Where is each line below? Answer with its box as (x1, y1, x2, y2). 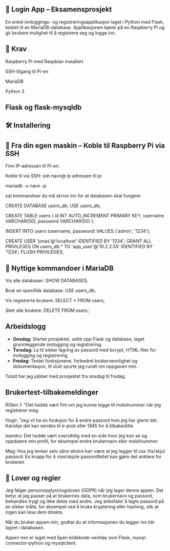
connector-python (5, 540, 44, 546)
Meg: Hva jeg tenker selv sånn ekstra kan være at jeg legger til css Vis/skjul (5, 448, 165, 454)
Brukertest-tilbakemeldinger (5, 388, 99, 397)
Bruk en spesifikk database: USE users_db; (5, 287, 96, 293)
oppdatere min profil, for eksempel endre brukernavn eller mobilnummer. (5, 438, 159, 444)
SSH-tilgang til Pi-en (5, 68, 49, 75)
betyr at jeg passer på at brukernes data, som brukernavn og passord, (5, 493, 154, 499)
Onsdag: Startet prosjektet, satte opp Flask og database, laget (12, 336, 145, 342)
